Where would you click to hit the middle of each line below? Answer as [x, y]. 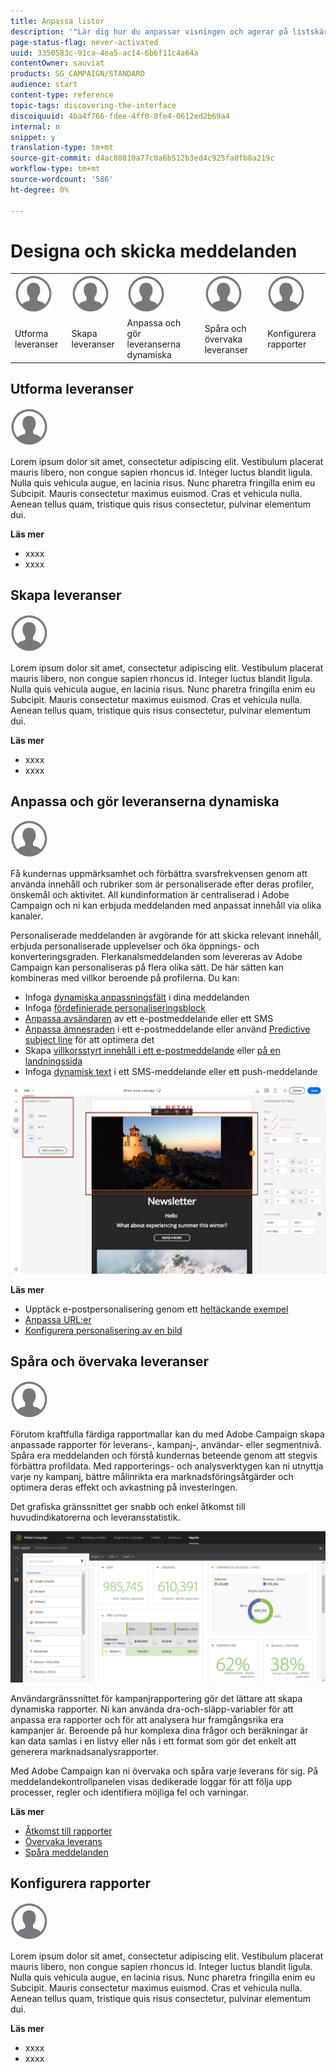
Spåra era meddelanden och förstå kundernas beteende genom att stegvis [164, 1455]
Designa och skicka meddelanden [154, 251]
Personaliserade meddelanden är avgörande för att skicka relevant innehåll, [166, 936]
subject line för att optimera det [89, 1040]
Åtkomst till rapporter [68, 1831]
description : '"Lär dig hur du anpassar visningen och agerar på [149, 31]
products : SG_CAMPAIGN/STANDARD [77, 74]
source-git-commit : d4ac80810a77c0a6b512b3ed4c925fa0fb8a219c [142, 158]
